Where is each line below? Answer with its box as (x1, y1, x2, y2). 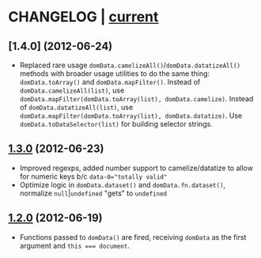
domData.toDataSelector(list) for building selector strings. (19, 120, 214, 128)
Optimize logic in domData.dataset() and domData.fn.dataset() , (19, 180, 226, 189)
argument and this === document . (19, 241, 130, 250)
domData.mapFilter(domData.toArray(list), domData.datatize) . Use (19, 111, 243, 120)
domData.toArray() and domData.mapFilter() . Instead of (19, 78, 201, 86)
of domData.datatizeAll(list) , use (19, 103, 134, 112)
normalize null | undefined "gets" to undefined (19, 188, 168, 198)
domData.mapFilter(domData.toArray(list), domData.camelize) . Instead (19, 94, 254, 103)
